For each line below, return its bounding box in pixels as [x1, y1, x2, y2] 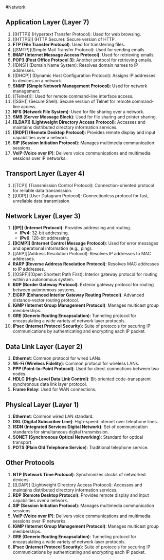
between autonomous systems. [12, 287, 76, 293]
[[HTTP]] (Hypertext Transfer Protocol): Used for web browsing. [12, 31, 141, 37]
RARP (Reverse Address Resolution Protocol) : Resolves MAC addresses [12, 261, 159, 267]
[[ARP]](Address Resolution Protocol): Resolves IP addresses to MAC [12, 251, 151, 257]
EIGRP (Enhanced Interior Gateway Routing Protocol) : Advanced [12, 292, 145, 298]
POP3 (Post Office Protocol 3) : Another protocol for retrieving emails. [12, 57, 153, 63]
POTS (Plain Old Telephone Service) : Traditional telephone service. [12, 445, 149, 450]
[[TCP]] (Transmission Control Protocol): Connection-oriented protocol [12, 182, 155, 188]
